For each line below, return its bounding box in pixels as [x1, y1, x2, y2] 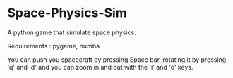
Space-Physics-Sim [7, 5, 127, 21]
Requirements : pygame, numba [7, 41, 100, 50]
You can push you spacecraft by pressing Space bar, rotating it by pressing [7, 55, 227, 64]
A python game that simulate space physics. [7, 28, 136, 37]
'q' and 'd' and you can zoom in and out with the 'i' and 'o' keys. [7, 63, 193, 71]
